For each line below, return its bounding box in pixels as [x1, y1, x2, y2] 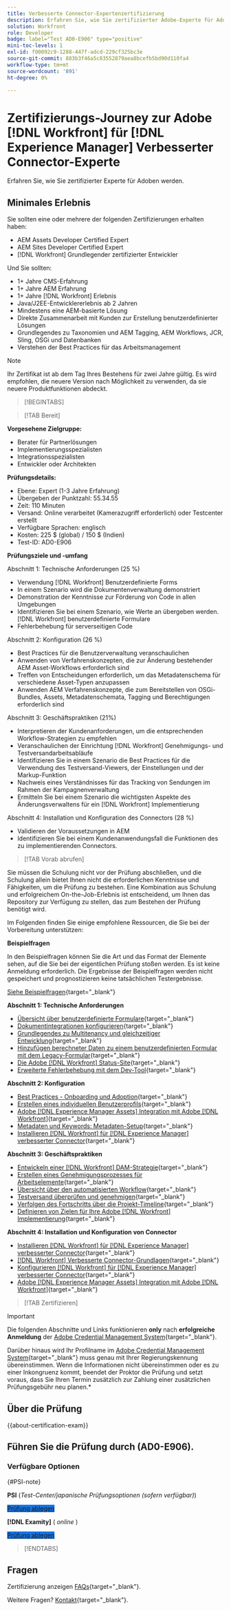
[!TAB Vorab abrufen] [23, 855, 85, 863]
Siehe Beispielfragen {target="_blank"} [7, 988, 115, 996]
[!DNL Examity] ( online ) [7, 1517, 78, 1525]
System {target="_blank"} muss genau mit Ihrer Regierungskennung [7, 1354, 198, 1362]
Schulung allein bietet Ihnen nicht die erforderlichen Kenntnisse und [7, 876, 199, 884]
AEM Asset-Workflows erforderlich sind [16, 664, 129, 672]
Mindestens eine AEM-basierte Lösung [16, 306, 128, 315]
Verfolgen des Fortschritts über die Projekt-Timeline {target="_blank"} [16, 1200, 214, 1208]
